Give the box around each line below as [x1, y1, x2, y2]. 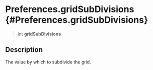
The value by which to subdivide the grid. [5, 59, 92, 65]
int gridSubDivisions [17, 31, 61, 37]
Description [5, 45, 43, 54]
